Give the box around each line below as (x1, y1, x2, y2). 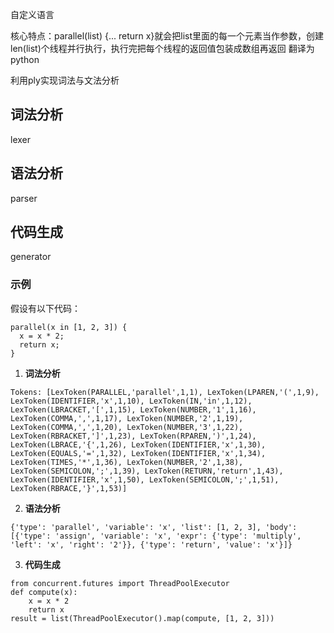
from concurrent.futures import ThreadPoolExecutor (10, 578, 230, 588)
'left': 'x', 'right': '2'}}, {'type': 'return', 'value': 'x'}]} (10, 539, 293, 550)
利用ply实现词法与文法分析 (10, 74, 120, 86)
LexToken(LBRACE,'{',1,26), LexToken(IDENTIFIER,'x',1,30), (10, 439, 267, 450)
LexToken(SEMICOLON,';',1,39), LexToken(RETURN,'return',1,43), (10, 466, 284, 476)
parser (10, 192, 38, 204)
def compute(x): (10, 587, 78, 597)
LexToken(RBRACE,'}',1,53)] (10, 483, 128, 493)
